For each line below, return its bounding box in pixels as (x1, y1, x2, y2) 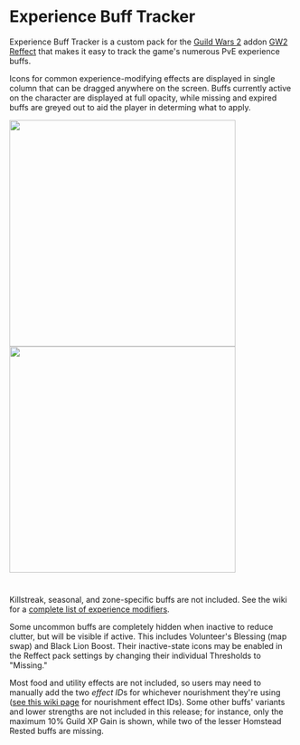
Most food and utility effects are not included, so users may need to (9, 677, 262, 689)
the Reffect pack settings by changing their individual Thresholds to (9, 650, 262, 662)
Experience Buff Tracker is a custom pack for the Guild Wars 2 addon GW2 (9, 36, 288, 47)
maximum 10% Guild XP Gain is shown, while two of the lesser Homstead (9, 716, 282, 727)
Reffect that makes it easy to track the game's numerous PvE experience (9, 45, 280, 56)
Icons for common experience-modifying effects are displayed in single (9, 72, 276, 83)
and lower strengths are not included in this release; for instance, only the (9, 706, 284, 717)
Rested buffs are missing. (9, 726, 104, 737)
